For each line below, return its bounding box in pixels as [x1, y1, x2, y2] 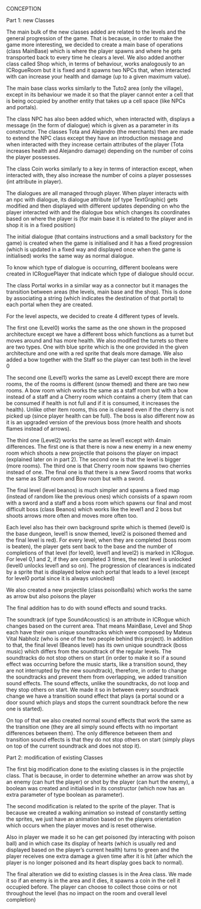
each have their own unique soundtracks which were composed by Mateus [6, 629, 192, 635]
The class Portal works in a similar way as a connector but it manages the [6, 282, 188, 289]
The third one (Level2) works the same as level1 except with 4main [6, 437, 171, 443]
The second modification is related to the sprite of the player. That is [6, 803, 175, 809]
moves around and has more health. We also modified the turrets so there [6, 337, 188, 344]
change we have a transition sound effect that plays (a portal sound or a [6, 692, 184, 700]
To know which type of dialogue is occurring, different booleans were [6, 264, 178, 271]
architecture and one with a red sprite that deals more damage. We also [6, 350, 184, 356]
